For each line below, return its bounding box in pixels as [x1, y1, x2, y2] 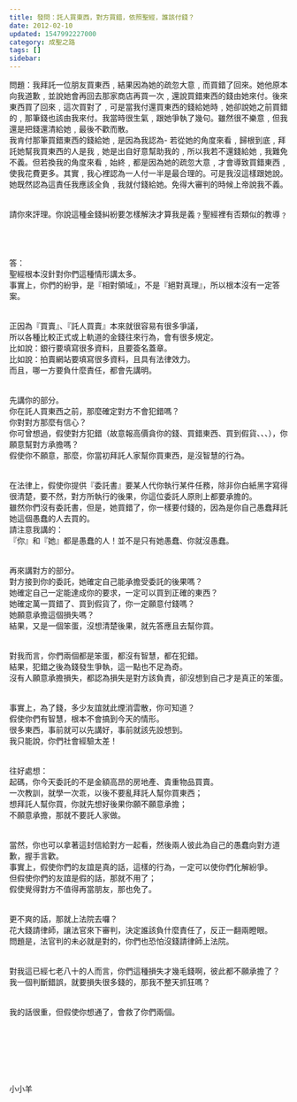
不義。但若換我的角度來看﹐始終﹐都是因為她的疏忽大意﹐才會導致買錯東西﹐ [9, 157, 288, 167]
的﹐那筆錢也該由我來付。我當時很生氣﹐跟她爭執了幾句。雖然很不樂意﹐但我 [9, 112, 288, 123]
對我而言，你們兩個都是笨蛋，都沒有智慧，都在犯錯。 [9, 651, 203, 660]
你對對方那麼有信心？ [9, 417, 87, 428]
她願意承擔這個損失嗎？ [9, 610, 95, 620]
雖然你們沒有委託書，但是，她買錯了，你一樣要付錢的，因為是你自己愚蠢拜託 [9, 502, 288, 512]
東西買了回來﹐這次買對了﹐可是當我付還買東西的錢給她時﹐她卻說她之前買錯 [9, 102, 288, 112]
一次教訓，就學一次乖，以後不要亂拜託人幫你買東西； [9, 788, 203, 798]
